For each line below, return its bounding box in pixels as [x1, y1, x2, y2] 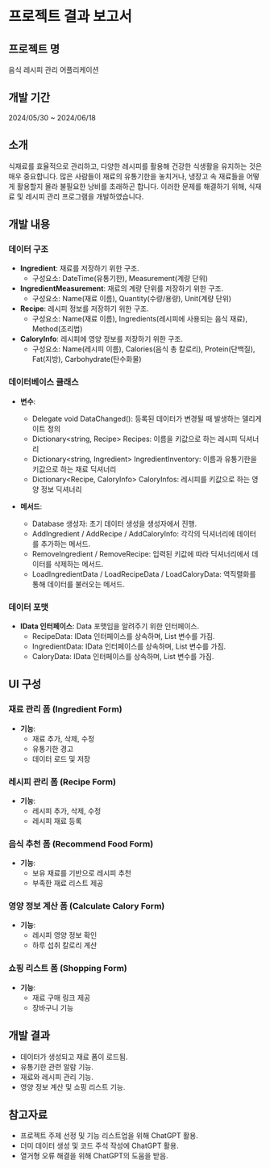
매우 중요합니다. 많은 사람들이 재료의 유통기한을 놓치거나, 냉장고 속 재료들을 [8, 171, 245, 181]
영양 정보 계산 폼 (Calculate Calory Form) [8, 901, 165, 912]
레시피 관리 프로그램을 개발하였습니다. [25, 191, 144, 201]
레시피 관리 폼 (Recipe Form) [8, 776, 117, 788]
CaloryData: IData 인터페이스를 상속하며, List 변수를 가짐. [31, 651, 214, 661]
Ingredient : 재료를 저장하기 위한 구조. [19, 263, 139, 273]
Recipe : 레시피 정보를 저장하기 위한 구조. [19, 304, 149, 313]
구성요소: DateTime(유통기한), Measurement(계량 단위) [31, 274, 208, 284]
